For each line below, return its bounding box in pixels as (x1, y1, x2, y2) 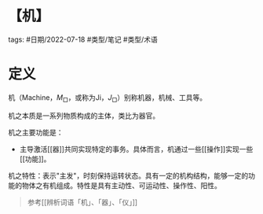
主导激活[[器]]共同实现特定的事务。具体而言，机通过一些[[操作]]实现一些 (19, 144, 254, 153)
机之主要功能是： (8, 127, 64, 137)
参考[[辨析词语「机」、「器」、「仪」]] (27, 197, 138, 207)
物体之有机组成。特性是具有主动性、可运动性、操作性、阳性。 (21, 180, 221, 190)
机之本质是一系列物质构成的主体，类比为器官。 (8, 111, 159, 120)
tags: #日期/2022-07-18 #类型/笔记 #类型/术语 (8, 35, 159, 44)
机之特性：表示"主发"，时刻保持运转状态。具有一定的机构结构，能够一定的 (8, 171, 249, 180)
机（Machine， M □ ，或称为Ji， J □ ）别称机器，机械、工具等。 (8, 92, 206, 104)
